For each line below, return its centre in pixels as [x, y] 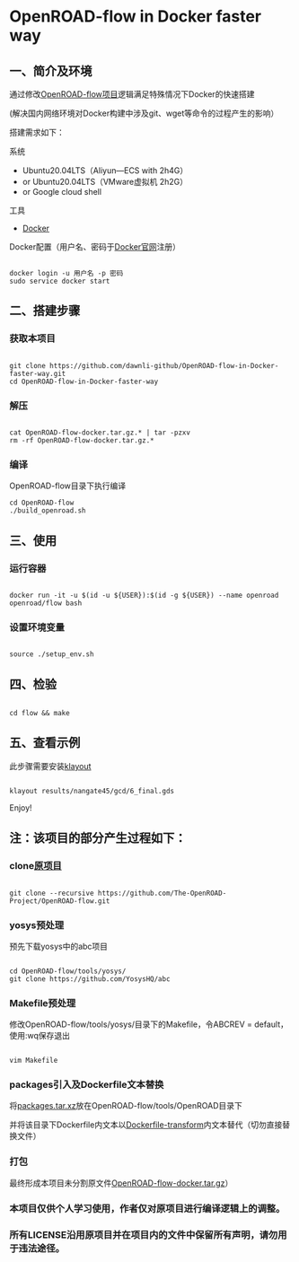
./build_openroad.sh [48, 511]
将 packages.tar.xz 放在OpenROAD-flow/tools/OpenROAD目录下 [126, 1106]
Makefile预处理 [43, 1003]
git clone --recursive [52, 893]
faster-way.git [38, 373]
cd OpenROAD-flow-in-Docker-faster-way [84, 381]
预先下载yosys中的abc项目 [59, 946]
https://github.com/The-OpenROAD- [162, 893]
